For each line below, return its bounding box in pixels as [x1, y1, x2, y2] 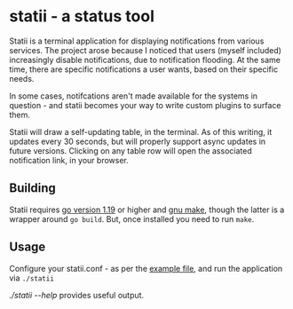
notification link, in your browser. [9, 154, 129, 165]
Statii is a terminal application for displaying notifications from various [9, 36, 265, 46]
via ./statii [9, 273, 55, 283]
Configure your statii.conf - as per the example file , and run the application [9, 263, 283, 273]
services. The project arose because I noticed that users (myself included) [9, 44, 282, 55]
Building [9, 180, 56, 196]
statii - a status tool [9, 6, 155, 27]
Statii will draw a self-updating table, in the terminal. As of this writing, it [9, 126, 273, 137]
